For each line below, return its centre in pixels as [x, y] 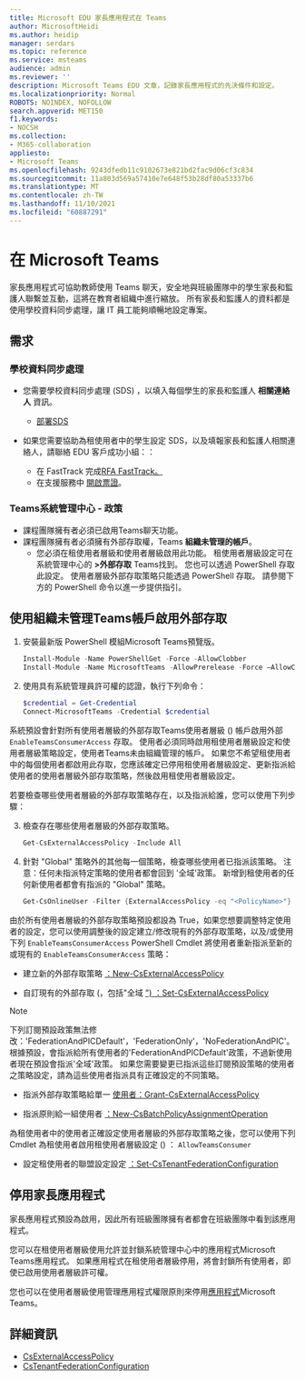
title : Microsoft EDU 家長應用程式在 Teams [88, 18]
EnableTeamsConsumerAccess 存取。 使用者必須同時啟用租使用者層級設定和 [146, 741]
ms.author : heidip [44, 35]
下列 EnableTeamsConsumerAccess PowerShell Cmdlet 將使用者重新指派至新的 [151, 943]
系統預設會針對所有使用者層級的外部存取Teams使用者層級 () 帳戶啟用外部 [146, 730]
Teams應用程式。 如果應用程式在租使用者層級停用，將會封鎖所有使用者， [146, 1261]
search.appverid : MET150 [56, 111]
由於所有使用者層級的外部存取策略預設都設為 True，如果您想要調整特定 [142, 920]
